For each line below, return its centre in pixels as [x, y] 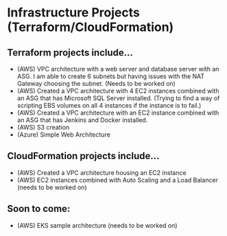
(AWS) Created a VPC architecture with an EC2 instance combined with [118, 113]
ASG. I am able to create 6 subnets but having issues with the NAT [111, 76]
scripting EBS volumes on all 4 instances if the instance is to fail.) [109, 105]
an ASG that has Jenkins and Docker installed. [82, 120]
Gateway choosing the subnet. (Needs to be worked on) [96, 83]
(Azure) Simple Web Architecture [64, 134]
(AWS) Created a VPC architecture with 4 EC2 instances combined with [118, 91]
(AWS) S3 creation [43, 127]
